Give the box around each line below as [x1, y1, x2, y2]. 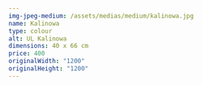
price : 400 [8, 49, 45, 57]
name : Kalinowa [8, 19, 60, 28]
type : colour [8, 27, 53, 35]
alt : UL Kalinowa [8, 34, 67, 43]
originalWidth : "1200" [8, 57, 85, 66]
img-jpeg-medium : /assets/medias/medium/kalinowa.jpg [8, 11, 195, 20]
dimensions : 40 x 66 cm [8, 42, 89, 50]
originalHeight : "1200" [8, 65, 89, 73]
